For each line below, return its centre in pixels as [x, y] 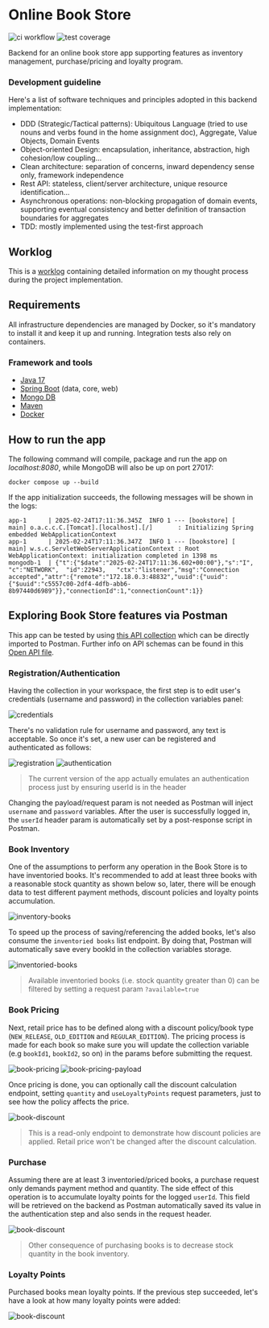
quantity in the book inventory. [79, 1253]
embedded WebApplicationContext [62, 534]
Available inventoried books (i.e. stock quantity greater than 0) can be [144, 981]
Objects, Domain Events [60, 141]
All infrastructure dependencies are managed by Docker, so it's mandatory [132, 325]
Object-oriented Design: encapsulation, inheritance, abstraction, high [135, 150]
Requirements [44, 305]
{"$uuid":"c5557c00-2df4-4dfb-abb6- [70, 584]
